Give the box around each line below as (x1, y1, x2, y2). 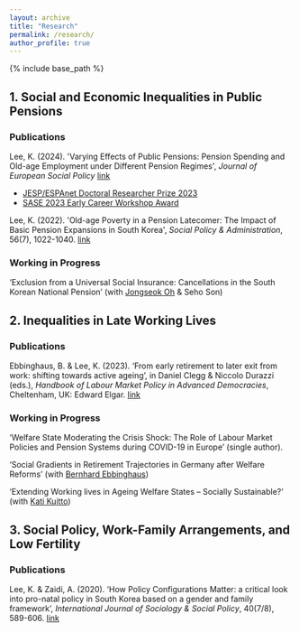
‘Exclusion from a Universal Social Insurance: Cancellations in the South (9, 277, 276, 288)
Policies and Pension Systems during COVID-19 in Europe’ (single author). (9, 441, 284, 452)
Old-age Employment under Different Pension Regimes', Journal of (9, 160, 258, 172)
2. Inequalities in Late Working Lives (9, 312, 217, 328)
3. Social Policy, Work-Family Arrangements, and (9, 522, 291, 537)
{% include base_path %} (9, 63, 104, 74)
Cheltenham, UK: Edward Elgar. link (9, 389, 141, 400)
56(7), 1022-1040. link (9, 234, 91, 245)
